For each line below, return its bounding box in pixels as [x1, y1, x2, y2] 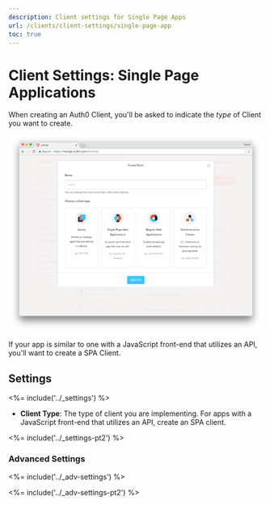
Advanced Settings [8, 453, 86, 465]
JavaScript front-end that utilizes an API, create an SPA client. [19, 418, 226, 427]
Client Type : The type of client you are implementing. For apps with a [19, 409, 252, 418]
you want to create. [8, 118, 73, 129]
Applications [8, 83, 96, 101]
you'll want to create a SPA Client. [8, 348, 121, 358]
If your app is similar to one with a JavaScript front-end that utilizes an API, [8, 340, 258, 350]
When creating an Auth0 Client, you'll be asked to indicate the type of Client [8, 110, 261, 120]
